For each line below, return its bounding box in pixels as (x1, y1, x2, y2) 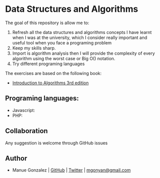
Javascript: (12, 107, 36, 113)
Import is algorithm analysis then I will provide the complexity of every (12, 50, 155, 56)
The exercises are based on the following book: (5, 70, 102, 76)
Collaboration (5, 127, 48, 135)
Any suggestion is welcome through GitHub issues (5, 140, 108, 146)
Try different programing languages (12, 61, 85, 67)
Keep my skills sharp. (12, 45, 56, 51)
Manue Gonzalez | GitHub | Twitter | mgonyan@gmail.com (12, 167, 131, 173)
